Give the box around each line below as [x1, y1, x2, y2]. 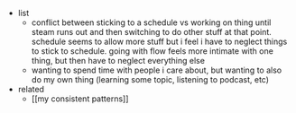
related [17, 84, 45, 94]
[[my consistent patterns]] [31, 93, 129, 104]
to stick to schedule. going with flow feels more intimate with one [31, 46, 273, 56]
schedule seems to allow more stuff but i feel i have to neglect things [31, 36, 288, 47]
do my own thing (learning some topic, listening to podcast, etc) [31, 74, 269, 84]
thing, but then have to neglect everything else [31, 56, 206, 65]
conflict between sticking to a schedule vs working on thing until [31, 17, 272, 28]
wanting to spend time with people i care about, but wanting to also [31, 65, 282, 75]
